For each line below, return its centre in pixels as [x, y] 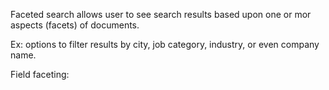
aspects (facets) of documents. [75, 25]
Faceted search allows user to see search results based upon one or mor [161, 14]
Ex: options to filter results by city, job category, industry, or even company [165, 44]
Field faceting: [40, 74]
